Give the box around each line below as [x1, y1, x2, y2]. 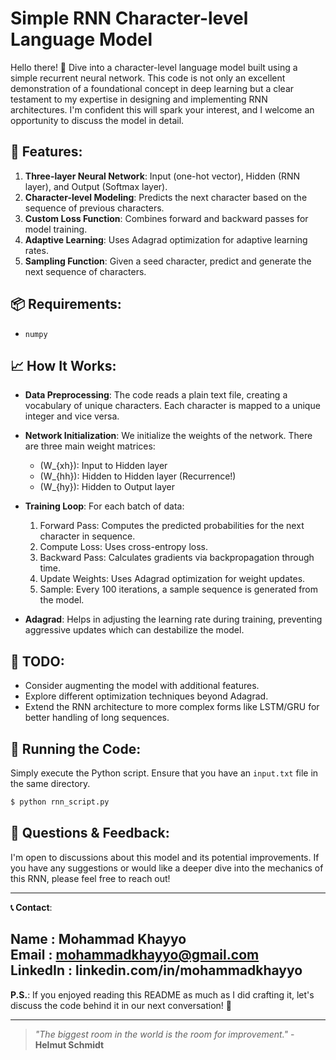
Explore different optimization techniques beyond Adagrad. [24, 690, 269, 702]
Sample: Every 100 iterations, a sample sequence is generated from [39, 583, 319, 596]
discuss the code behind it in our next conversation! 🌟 [10, 999, 233, 1011]
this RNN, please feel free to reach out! [10, 872, 171, 884]
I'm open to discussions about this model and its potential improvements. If [10, 851, 320, 863]
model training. [24, 223, 88, 235]
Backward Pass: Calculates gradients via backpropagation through [39, 552, 315, 564]
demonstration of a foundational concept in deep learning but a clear [10, 82, 295, 94]
